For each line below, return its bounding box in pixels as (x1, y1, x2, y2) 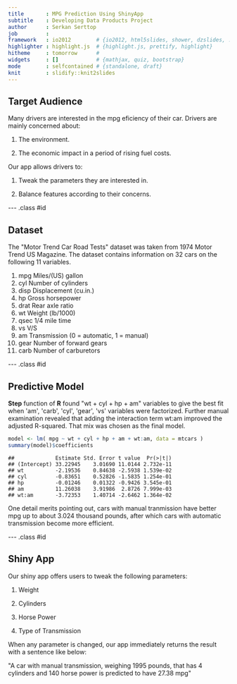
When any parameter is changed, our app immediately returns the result (8, 640, 217, 649)
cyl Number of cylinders (18, 279, 89, 288)
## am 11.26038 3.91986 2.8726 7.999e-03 (8, 485, 172, 492)
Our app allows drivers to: (8, 163, 83, 171)
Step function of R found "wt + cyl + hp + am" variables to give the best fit (8, 399, 224, 408)
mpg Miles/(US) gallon (18, 271, 84, 280)
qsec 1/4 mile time (18, 317, 72, 325)
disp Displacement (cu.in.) (18, 286, 94, 295)
